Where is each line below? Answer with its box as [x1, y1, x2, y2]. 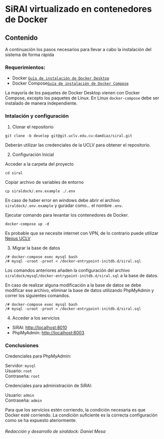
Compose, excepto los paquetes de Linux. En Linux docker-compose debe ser [5, 95, 160, 101]
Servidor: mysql [5, 362, 36, 368]
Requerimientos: [5, 64, 46, 71]
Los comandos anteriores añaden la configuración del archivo [5, 267, 130, 273]
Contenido [5, 33, 38, 42]
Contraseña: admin [5, 397, 43, 403]
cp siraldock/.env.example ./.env [5, 188, 76, 194]
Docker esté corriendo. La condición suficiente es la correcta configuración [5, 412, 158, 418]
